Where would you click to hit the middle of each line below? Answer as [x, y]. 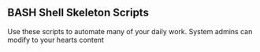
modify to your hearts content [56, 40]
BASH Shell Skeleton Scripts [78, 13]
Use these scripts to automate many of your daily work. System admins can [130, 31]
